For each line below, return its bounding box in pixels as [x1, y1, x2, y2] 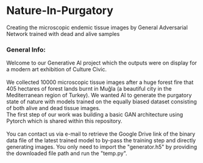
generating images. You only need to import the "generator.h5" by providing [6, 144, 197, 151]
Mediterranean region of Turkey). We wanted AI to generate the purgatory [6, 92, 192, 99]
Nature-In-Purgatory [6, 4, 114, 18]
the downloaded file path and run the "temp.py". [6, 150, 127, 157]
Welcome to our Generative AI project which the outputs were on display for [6, 59, 197, 67]
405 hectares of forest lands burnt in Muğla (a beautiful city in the [6, 85, 172, 92]
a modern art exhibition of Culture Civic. [6, 66, 107, 73]
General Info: [6, 45, 46, 54]
